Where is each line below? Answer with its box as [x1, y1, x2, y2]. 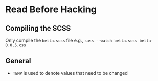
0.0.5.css [5, 43, 27, 48]
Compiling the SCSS [5, 24, 71, 33]
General [5, 57, 32, 65]
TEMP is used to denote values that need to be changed [12, 70, 128, 76]
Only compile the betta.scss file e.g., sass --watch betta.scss [5, 37, 138, 43]
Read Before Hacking [5, 4, 97, 15]
